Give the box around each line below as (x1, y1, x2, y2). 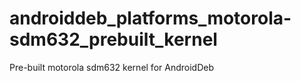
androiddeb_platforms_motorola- (9, 7, 292, 30)
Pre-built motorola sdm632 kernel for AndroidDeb (9, 61, 214, 73)
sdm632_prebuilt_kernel (9, 28, 218, 51)
